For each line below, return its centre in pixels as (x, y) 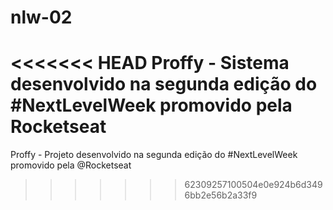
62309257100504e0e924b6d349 (253, 185)
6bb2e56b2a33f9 (221, 195)
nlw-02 (41, 17)
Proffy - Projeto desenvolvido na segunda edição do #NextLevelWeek (154, 155)
